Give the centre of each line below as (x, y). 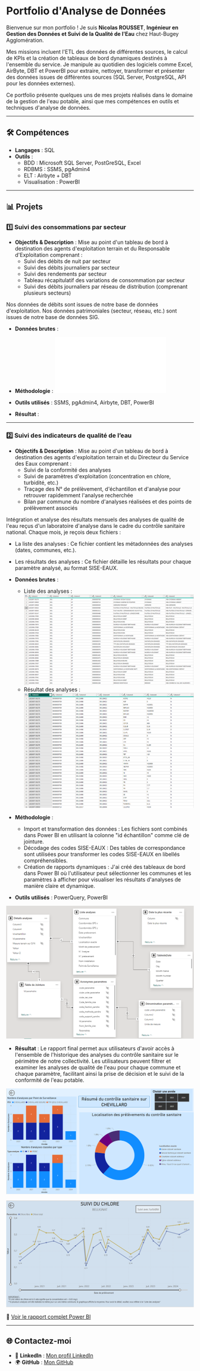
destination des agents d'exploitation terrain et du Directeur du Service (102, 457)
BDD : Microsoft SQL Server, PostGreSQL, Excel (82, 163)
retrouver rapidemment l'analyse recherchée (79, 495)
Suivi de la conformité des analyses (67, 470)
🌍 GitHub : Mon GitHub (44, 1362)
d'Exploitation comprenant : (49, 255)
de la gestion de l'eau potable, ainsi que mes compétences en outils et (93, 101)
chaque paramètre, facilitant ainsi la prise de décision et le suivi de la (99, 1073)
